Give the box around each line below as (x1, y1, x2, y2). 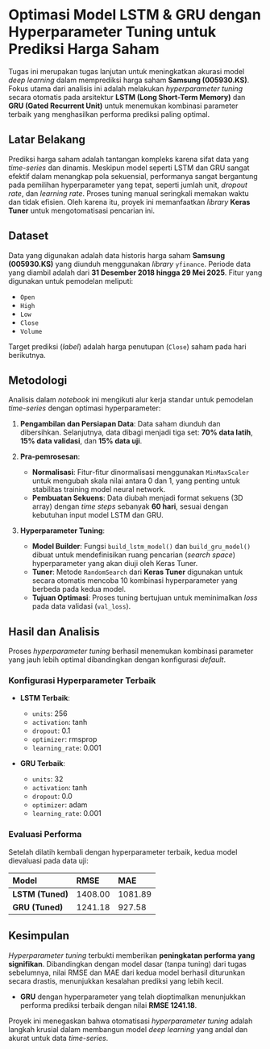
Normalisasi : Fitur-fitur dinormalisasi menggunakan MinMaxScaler (31, 468, 250, 477)
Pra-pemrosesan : (19, 452, 81, 461)
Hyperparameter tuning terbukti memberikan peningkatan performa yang (8, 950, 255, 960)
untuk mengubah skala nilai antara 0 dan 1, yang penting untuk (31, 476, 240, 485)
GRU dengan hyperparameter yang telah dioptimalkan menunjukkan (19, 992, 246, 1001)
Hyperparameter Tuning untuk (8, 23, 217, 41)
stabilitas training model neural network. (31, 485, 166, 494)
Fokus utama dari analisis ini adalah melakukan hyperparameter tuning (8, 83, 243, 94)
